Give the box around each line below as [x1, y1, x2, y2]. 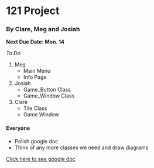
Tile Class [23, 105, 47, 112]
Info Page [23, 73, 47, 80]
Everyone [6, 125, 30, 132]
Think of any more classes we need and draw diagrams [14, 144, 149, 151]
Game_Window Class [23, 92, 75, 99]
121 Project [6, 4, 60, 18]
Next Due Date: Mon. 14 [6, 38, 64, 45]
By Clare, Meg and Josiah [6, 25, 80, 33]
